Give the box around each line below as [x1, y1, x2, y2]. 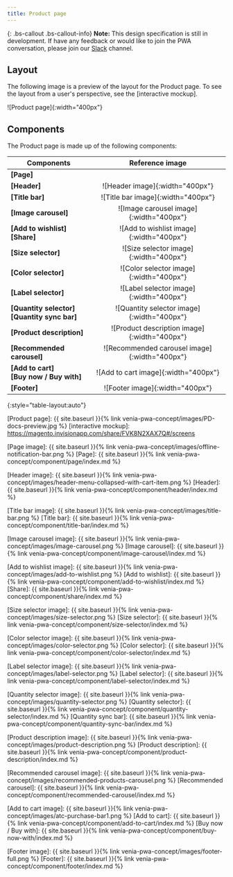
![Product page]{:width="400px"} [7, 103, 103, 112]
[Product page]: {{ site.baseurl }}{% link [7, 414, 121, 423]
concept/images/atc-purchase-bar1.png [7, 812, 122, 820]
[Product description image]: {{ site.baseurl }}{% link [7, 733, 158, 742]
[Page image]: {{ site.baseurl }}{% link [7, 443, 116, 451]
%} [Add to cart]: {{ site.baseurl [123, 812, 214, 820]
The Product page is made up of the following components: [7, 142, 178, 150]
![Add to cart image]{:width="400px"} [96, 368, 220, 377]
